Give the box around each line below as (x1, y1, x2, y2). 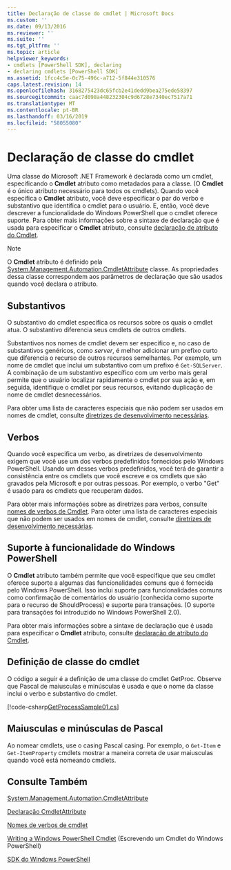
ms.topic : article (7, 49, 60, 56)
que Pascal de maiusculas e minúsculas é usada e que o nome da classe (7, 682, 214, 690)
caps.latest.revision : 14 (7, 81, 81, 88)
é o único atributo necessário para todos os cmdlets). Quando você (7, 187, 199, 195)
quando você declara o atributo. (7, 280, 99, 288)
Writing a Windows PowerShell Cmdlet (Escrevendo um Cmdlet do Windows (7, 835, 223, 843)
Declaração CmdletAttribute (7, 808, 86, 816)
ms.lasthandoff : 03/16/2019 (7, 113, 88, 120)
